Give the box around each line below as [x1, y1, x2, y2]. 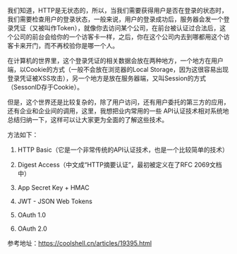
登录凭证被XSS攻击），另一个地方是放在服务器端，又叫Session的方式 [7, 74, 207, 83]
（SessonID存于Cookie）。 [7, 83, 83, 91]
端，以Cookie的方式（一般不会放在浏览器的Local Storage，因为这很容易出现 [7, 66, 229, 73]
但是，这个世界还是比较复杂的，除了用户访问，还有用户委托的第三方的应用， [7, 98, 230, 106]
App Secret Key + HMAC [17, 183, 90, 192]
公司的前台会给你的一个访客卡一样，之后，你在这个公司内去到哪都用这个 [13, 32, 224, 41]
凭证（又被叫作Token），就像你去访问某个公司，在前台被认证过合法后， [13, 24, 220, 32]
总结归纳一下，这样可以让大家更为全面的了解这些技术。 [7, 116, 168, 123]
